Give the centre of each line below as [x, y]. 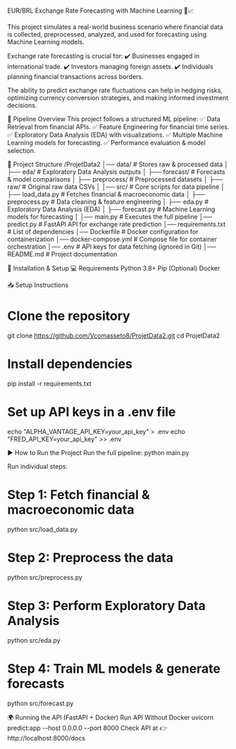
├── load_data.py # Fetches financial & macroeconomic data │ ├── [106, 194]
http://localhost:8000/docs [46, 738]
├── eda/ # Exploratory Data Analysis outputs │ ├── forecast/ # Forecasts [116, 172]
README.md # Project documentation [62, 254]
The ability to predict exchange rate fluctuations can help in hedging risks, [115, 90]
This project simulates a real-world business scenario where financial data [115, 27]
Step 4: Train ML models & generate [114, 668]
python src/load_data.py [43, 529]
